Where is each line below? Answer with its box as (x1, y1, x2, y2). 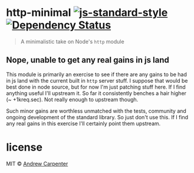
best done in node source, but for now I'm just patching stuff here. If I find (6, 83, 186, 90)
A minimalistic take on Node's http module (20, 38, 125, 45)
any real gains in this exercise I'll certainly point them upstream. (6, 120, 161, 127)
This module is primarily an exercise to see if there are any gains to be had (6, 71, 188, 78)
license (6, 141, 43, 154)
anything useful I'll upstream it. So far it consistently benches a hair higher (6, 89, 187, 97)
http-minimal (6, 6, 71, 19)
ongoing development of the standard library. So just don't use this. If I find (6, 113, 189, 120)
